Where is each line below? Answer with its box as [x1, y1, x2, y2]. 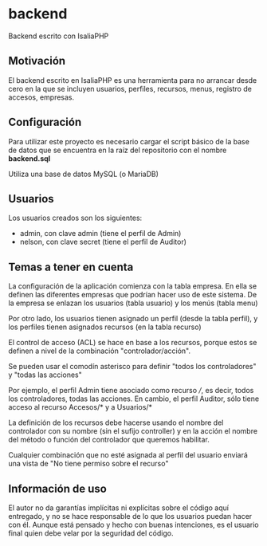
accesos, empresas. [8, 92, 75, 102]
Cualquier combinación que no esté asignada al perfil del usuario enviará [8, 450, 249, 460]
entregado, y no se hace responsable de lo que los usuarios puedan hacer [8, 512, 253, 520]
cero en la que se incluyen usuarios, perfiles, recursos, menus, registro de [8, 84, 253, 93]
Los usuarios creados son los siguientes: [8, 213, 143, 223]
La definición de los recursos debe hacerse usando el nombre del [8, 418, 224, 427]
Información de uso [8, 481, 108, 495]
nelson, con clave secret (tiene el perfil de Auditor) [19, 237, 187, 247]
